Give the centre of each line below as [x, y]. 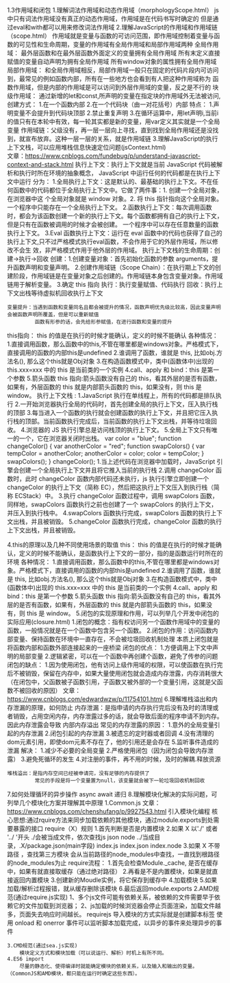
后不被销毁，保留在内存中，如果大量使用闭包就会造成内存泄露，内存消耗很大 [115, 673]
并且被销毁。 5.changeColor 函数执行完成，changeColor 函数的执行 [126, 521]
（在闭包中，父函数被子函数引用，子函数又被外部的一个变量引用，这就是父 [112, 682]
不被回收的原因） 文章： [47, 690]
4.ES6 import [26, 959]
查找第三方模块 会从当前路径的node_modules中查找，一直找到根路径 [123, 854]
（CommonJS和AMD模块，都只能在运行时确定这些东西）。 [74, 973]
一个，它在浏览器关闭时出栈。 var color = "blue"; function [100, 438]
